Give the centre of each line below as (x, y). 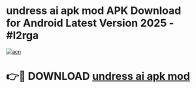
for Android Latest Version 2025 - (90, 23)
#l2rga (23, 36)
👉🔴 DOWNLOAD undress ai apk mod (98, 76)
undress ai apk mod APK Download (94, 11)
